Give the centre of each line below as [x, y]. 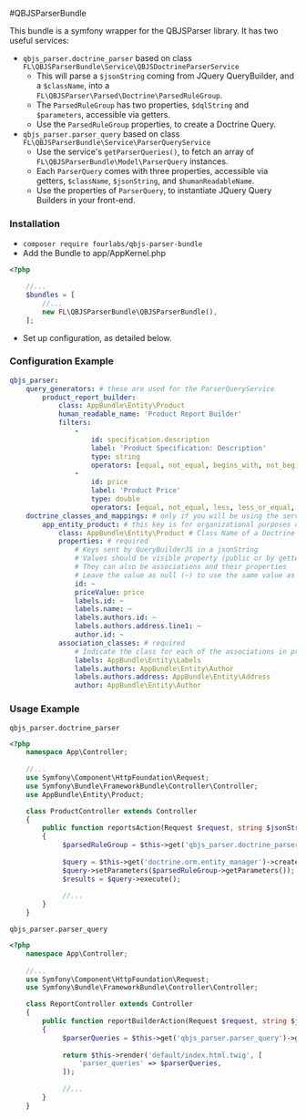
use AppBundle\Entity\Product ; [85, 794]
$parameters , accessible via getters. [103, 114]
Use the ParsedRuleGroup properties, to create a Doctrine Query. [156, 124]
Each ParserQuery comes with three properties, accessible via [152, 171]
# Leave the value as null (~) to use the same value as [185, 575]
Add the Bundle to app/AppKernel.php [94, 254]
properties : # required [103, 542]
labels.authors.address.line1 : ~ [138, 627]
